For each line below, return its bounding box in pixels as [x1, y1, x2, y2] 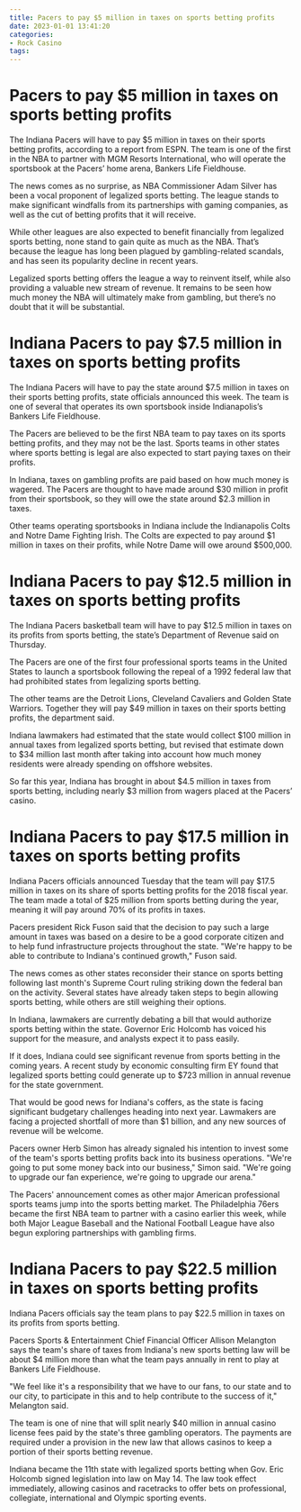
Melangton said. [9, 1399, 69, 1410]
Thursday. [9, 638, 47, 649]
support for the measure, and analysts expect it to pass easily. [9, 1033, 240, 1044]
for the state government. [9, 1079, 104, 1090]
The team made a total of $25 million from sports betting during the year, [9, 894, 279, 905]
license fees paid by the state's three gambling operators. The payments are [9, 1426, 292, 1437]
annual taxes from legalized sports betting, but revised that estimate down [9, 739, 285, 750]
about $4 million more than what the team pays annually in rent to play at [9, 1354, 279, 1364]
